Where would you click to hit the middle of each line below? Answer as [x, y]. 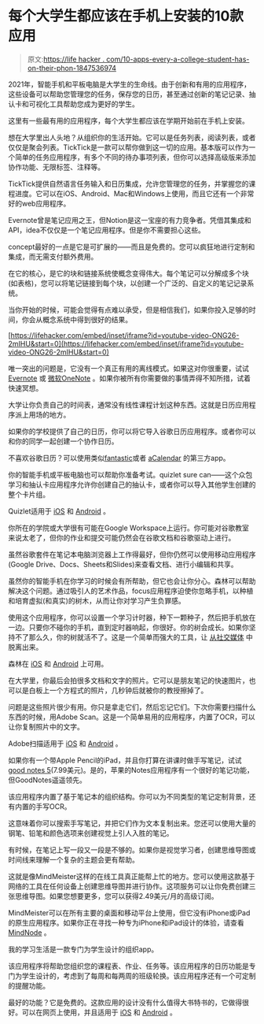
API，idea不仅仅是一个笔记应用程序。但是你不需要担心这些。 [107, 230]
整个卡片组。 [29, 494]
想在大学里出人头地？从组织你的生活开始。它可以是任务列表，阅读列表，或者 [132, 137]
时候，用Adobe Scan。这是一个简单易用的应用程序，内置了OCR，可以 [142, 717]
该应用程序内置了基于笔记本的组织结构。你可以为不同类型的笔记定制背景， [128, 796]
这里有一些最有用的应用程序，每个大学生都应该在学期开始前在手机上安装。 [128, 121]
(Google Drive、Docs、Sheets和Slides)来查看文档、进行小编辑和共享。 [123, 564]
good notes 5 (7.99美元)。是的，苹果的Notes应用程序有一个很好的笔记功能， [131, 770]
